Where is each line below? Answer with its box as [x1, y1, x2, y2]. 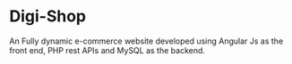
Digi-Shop [9, 6, 87, 27]
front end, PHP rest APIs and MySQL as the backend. [9, 44, 206, 55]
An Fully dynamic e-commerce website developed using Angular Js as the [9, 36, 284, 46]
